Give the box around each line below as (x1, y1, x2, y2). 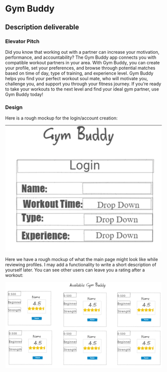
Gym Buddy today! (5, 91, 43, 97)
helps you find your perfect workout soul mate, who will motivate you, (5, 75, 148, 81)
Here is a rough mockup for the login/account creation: (5, 115, 118, 121)
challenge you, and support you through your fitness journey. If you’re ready (5, 81, 162, 87)
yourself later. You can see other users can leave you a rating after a (5, 267, 145, 273)
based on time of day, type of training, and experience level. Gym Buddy (5, 70, 154, 76)
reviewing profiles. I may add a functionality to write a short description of (5, 262, 157, 268)
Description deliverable (5, 23, 80, 31)
